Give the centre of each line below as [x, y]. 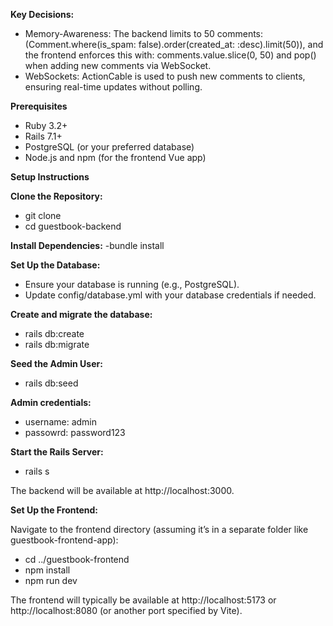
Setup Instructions [50, 177]
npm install [47, 570]
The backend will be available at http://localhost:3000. [122, 490]
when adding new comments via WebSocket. [118, 65]
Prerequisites [39, 106]
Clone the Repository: [56, 196]
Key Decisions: [42, 14]
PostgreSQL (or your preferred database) [109, 147]
